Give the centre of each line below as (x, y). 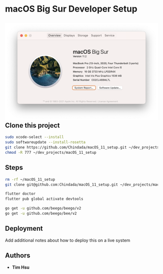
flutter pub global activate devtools (44, 199)
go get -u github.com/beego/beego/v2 (43, 209)
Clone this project (33, 125)
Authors (18, 256)
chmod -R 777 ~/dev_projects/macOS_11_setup (51, 153)
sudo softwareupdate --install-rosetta (45, 142)
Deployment (24, 229)
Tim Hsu (21, 267)
